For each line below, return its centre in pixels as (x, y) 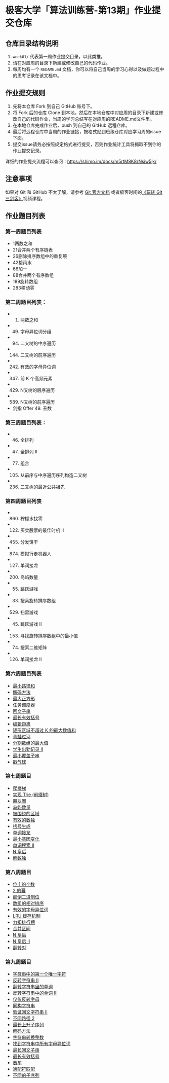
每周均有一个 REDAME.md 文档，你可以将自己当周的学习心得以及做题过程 (86, 69)
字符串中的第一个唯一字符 (39, 974)
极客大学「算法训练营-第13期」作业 (79, 10)
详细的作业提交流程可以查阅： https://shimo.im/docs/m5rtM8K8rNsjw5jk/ (81, 161)
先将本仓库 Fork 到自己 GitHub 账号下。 (54, 106)
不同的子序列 (26, 1075)
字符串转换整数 (28, 1037)
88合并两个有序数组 (33, 275)
